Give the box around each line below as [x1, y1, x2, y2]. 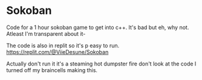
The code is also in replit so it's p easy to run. [6, 42, 120, 49]
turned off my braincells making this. [6, 66, 98, 73]
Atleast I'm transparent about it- [6, 30, 86, 37]
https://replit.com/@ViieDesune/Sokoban [6, 48, 109, 55]
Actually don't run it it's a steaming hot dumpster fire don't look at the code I [6, 60, 197, 67]
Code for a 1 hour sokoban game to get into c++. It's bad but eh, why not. [6, 24, 189, 31]
